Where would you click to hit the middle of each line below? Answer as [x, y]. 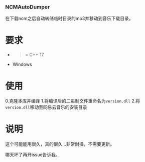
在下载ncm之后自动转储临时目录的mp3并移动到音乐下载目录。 [69, 18]
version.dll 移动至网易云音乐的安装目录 [46, 107]
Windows [22, 64]
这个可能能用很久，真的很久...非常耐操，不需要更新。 [60, 144]
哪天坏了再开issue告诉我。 [33, 155]
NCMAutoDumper [28, 7]
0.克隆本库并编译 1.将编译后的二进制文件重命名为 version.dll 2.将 [73, 101]
